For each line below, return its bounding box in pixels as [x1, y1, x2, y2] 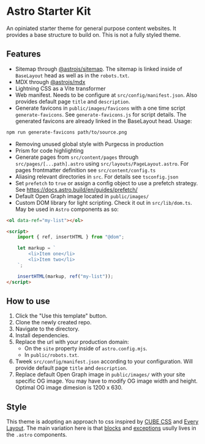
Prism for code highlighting [15, 147, 84, 154]
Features [6, 49, 41, 59]
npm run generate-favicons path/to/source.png [6, 129, 127, 136]
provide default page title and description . [15, 364, 127, 372]
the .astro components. [6, 431, 67, 438]
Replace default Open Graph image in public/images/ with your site [15, 371, 185, 378]
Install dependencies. [15, 332, 70, 339]
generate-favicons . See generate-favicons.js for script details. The [15, 110, 187, 118]
